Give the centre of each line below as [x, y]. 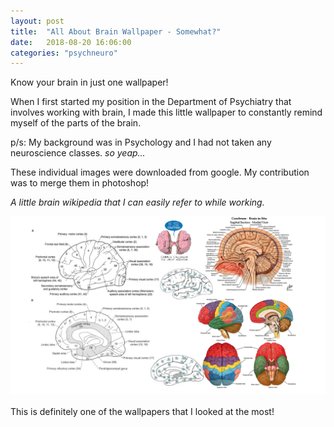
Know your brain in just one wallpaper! [89, 82]
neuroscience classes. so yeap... [78, 153]
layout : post [37, 21]
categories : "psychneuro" [64, 53]
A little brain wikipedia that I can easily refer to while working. [137, 202]
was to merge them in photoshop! [80, 183]
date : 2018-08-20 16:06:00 [71, 42]
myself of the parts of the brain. [76, 123]
